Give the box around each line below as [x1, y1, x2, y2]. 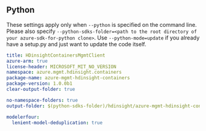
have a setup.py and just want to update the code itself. [6, 40, 147, 48]
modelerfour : [6, 114, 40, 120]
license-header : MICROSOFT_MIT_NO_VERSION [6, 63, 116, 69]
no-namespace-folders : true [6, 97, 78, 103]
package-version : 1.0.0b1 [6, 80, 72, 87]
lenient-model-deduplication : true [12, 119, 103, 126]
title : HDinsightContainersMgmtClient [6, 52, 105, 58]
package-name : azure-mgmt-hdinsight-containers [6, 75, 131, 81]
